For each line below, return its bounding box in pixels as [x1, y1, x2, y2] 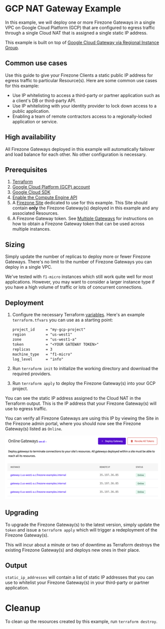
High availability [5, 133, 56, 142]
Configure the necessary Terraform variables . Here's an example [12, 312, 145, 317]
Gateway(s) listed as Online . [5, 426, 63, 432]
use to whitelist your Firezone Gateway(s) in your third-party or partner [5, 580, 150, 585]
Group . [5, 45, 19, 50]
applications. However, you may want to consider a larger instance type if [5, 279, 155, 285]
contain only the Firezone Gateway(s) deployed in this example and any [12, 205, 159, 211]
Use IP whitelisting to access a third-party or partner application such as [12, 92, 160, 98]
